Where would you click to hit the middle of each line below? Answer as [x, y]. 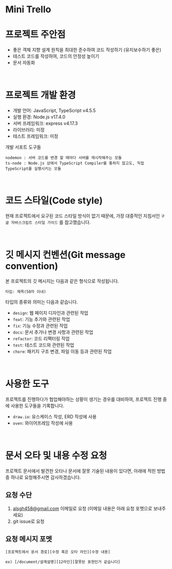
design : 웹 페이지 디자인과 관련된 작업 [50, 313]
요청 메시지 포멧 [29, 539]
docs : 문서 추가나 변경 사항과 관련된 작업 [53, 332]
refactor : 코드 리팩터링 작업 [41, 338]
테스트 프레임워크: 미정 [35, 136]
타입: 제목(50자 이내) [26, 291]
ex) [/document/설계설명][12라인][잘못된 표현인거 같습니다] [63, 562]
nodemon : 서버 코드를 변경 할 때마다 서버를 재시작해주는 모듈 [64, 158]
